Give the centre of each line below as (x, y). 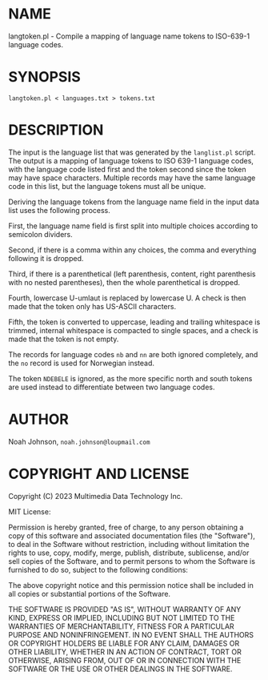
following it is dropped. (46, 258)
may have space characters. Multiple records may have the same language (132, 178)
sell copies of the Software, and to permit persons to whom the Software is (132, 561)
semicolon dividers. (41, 234)
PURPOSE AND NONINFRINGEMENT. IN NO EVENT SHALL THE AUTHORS (131, 634)
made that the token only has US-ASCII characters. (92, 306)
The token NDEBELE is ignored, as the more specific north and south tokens (130, 378)
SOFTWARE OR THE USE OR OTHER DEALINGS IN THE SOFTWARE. (120, 669)
